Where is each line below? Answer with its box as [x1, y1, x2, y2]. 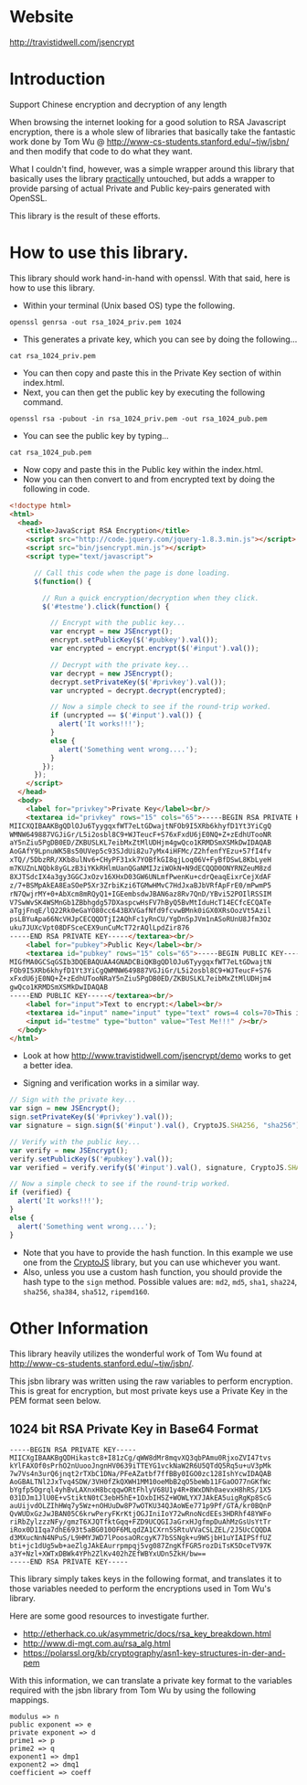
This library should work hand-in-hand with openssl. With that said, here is [9, 272, 291, 283]
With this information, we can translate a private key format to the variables [9, 1675, 292, 1686]
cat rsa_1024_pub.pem [9, 448, 92, 457]
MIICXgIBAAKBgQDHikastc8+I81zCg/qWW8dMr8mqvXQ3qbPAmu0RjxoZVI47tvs [9, 1453, 272, 1463]
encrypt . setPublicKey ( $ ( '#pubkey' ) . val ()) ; [49, 635, 219, 645]
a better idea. [22, 1060, 73, 1071]
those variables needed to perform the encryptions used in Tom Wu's [9, 1583, 271, 1594]
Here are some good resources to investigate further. [9, 1610, 210, 1621]
